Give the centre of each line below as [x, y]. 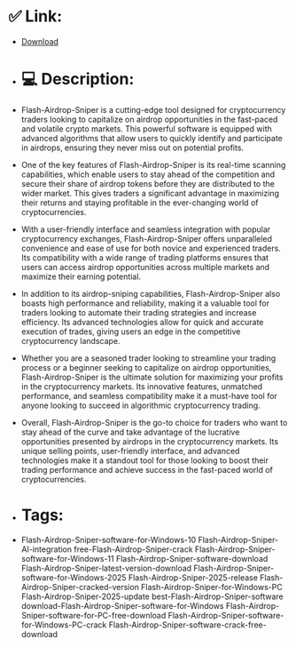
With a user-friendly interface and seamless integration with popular [146, 229]
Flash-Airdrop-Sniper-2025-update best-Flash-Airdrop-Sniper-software [152, 596]
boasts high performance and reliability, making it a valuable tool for [145, 303]
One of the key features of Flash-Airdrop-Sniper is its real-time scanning [153, 164]
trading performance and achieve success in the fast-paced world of [147, 469]
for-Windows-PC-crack [64, 625]
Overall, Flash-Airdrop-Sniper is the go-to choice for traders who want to [154, 422]
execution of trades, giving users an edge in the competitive [131, 331]
